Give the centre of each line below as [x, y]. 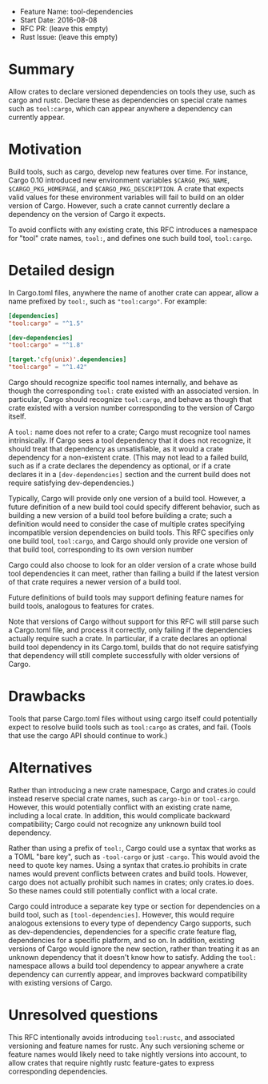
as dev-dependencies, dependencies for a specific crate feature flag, [123, 931]
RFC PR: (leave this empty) [64, 28]
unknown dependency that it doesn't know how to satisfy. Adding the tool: [133, 957]
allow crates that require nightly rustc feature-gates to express [111, 1062]
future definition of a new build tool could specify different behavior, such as [134, 507]
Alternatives [50, 768]
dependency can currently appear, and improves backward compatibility [128, 974]
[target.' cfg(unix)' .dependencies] [68, 359]
